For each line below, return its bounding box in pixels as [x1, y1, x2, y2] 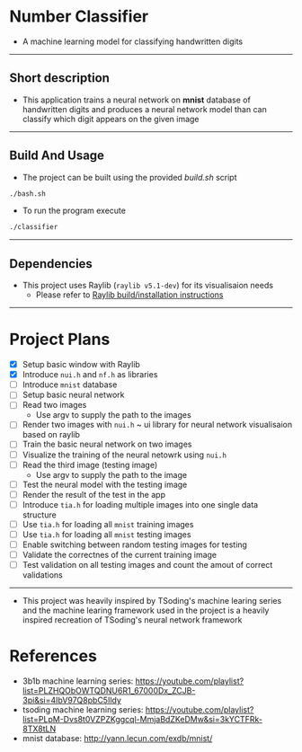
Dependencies [9, 256, 93, 271]
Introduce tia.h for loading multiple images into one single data [22, 499, 259, 509]
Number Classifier [9, 6, 149, 27]
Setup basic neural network [22, 389, 125, 401]
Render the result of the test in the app [22, 489, 166, 500]
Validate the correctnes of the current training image [22, 550, 218, 560]
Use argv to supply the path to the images [35, 410, 191, 420]
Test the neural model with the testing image [22, 479, 188, 490]
